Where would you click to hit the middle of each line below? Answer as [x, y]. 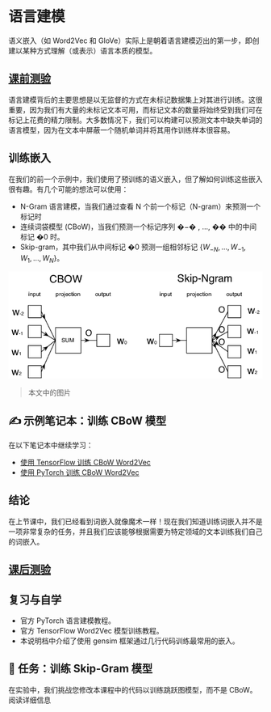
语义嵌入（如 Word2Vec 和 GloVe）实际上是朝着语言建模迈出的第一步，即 [130, 40]
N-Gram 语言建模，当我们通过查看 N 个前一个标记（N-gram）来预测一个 [140, 206]
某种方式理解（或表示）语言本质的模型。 [90, 50]
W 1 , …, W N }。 [42, 259]
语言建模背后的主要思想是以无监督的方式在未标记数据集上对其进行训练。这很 [135, 100]
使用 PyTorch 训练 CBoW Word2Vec [79, 472]
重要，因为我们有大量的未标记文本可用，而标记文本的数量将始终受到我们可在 [135, 109]
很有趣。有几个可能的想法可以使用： [69, 189]
